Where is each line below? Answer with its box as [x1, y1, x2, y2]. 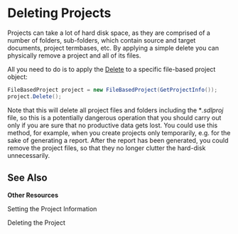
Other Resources [7, 191, 59, 199]
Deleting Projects [7, 5, 112, 21]
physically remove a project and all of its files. [7, 51, 141, 60]
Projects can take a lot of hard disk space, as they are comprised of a [7, 28, 211, 37]
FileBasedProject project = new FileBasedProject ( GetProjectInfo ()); [7, 86, 218, 93]
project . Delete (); [7, 92, 62, 100]
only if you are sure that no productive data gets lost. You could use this [7, 121, 218, 129]
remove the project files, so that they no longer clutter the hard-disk [7, 144, 206, 152]
